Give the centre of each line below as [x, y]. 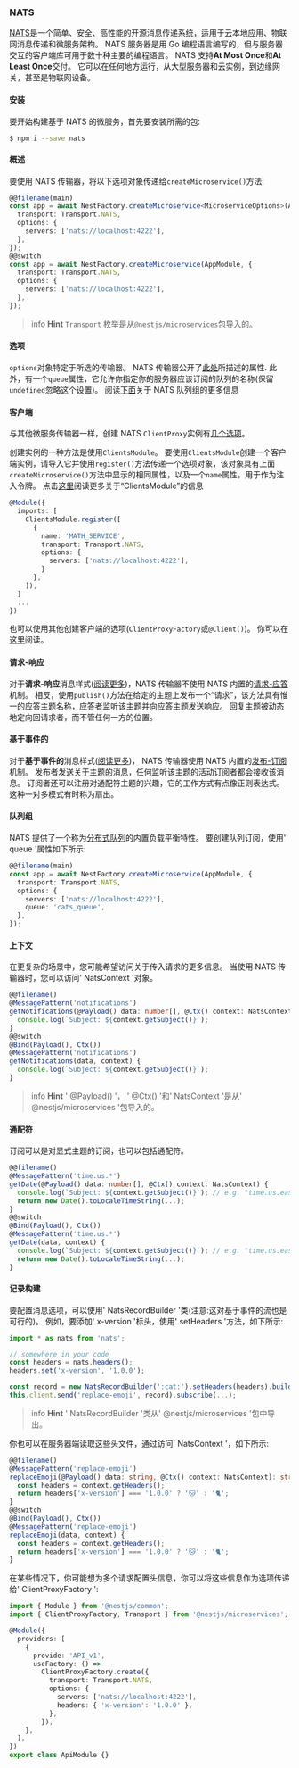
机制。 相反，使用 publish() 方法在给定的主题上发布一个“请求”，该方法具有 [145, 694]
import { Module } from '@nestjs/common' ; [89, 1606]
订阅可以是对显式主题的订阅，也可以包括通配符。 [99, 1151]
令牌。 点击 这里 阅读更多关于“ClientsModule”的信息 [110, 486]
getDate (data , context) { [57, 1242]
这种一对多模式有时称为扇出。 [64, 794]
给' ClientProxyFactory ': [54, 1590]
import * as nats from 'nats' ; [67, 1338]
